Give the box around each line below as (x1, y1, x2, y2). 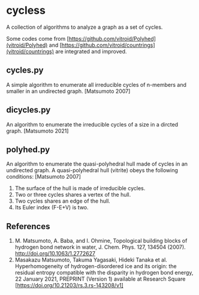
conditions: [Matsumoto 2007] (6, 173, 81, 180)
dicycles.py (6, 105, 51, 115)
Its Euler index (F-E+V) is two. (14, 204, 89, 211)
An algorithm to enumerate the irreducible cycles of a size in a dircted (6, 121, 179, 128)
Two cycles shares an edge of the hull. (14, 197, 111, 204)
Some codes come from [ (6, 35, 69, 42)
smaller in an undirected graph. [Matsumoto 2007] (6, 88, 131, 95)
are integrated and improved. (55, 47, 127, 55)
